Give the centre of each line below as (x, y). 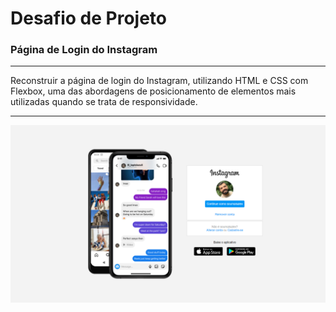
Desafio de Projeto (89, 18)
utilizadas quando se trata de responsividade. (104, 102)
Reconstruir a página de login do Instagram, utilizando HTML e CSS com (159, 81)
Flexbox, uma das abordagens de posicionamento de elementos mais (153, 91)
